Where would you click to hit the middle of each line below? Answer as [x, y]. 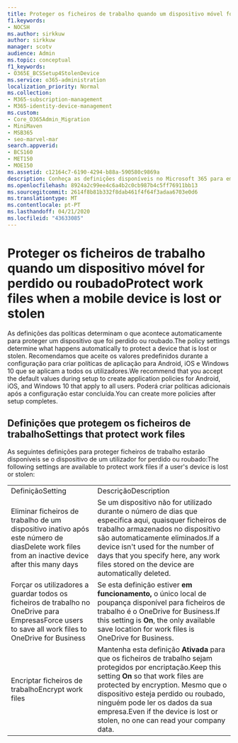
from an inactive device [50, 555]
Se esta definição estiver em [145, 584]
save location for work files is [146, 629]
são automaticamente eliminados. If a [158, 537]
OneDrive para [35, 611]
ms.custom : [23, 113]
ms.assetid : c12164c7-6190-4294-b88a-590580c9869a [84, 172]
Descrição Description [134, 491]
